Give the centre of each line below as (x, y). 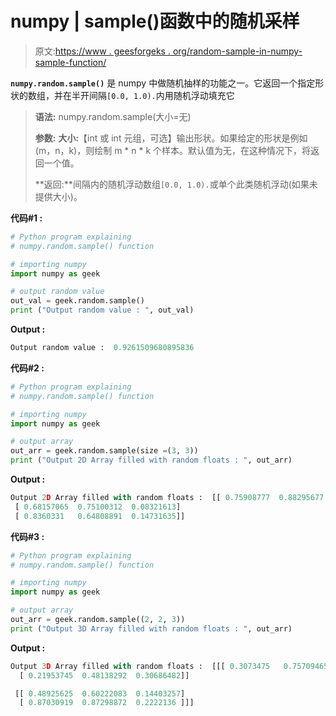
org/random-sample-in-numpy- (237, 51)
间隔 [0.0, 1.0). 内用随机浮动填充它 (161, 95)
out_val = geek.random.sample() (77, 301)
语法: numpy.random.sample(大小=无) (113, 116)
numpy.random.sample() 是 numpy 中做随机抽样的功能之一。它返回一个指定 (163, 83)
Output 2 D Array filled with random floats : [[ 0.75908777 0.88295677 (167, 498)
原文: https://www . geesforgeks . (102, 51)
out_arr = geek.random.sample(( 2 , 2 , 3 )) (98, 620)
